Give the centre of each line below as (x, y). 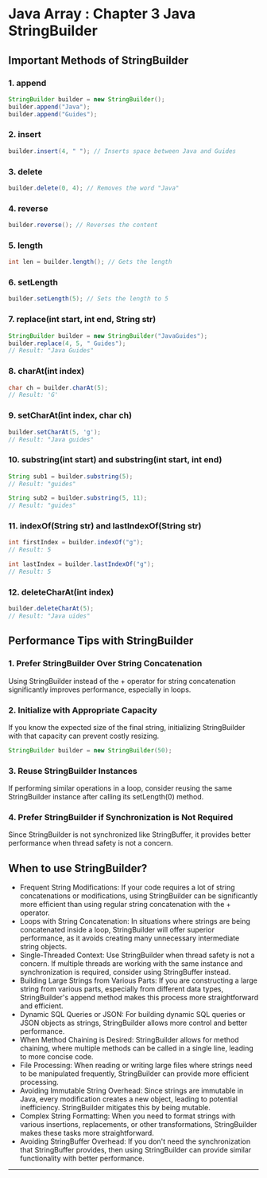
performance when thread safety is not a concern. (91, 843)
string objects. (43, 947)
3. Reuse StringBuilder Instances (73, 771)
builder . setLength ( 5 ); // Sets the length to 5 (89, 299)
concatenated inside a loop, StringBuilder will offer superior (117, 930)
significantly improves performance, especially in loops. (100, 689)
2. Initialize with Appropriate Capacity (83, 710)
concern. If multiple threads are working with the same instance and (132, 964)
